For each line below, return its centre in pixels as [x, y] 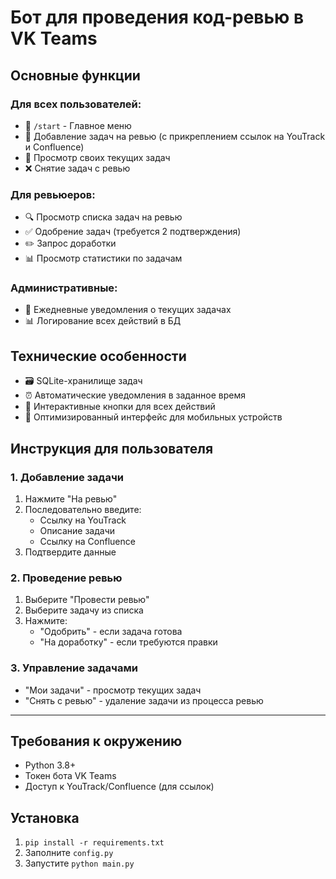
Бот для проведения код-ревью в [157, 17]
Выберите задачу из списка [84, 610]
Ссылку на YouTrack [83, 520]
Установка [45, 817]
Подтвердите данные [70, 552]
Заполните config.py [69, 853]
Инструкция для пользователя [112, 448]
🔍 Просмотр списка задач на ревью [103, 217]
